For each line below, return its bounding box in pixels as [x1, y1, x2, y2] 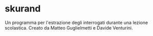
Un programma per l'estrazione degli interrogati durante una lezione [5, 19, 148, 25]
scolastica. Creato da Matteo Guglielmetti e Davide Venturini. [5, 24, 134, 30]
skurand [5, 3, 41, 14]
